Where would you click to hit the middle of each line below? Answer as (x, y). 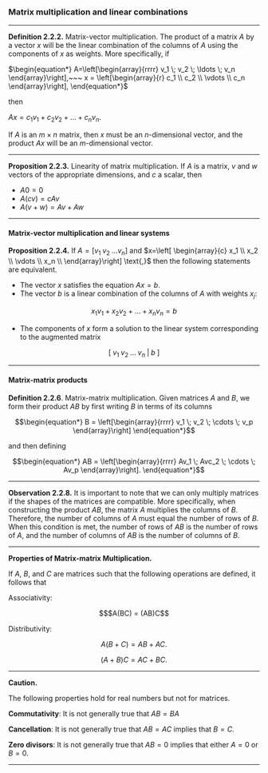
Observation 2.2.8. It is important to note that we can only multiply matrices (134, 492)
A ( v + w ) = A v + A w (51, 207)
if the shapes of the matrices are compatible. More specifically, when (122, 501)
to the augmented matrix (60, 337)
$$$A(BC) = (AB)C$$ (134, 613)
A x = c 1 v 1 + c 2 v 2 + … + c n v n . (55, 118)
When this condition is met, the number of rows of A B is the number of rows (133, 527)
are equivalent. (33, 269)
